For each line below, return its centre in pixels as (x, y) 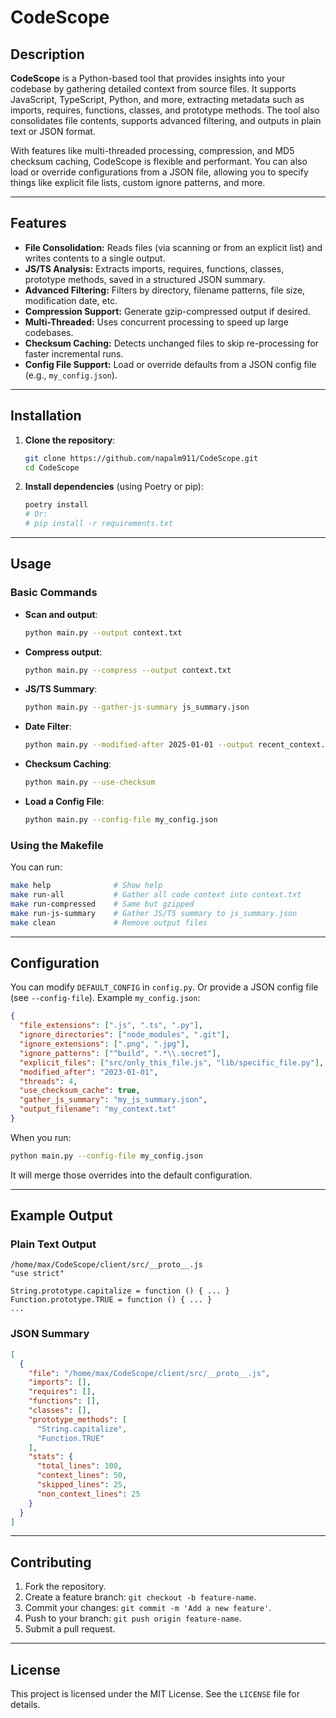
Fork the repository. (65, 1587)
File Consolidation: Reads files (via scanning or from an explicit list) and (173, 247)
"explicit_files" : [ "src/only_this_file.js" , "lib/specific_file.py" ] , (172, 1062)
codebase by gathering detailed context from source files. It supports (153, 89)
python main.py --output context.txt (103, 632)
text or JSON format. (53, 131)
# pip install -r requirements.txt (99, 524)
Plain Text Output (53, 1244)
